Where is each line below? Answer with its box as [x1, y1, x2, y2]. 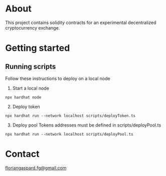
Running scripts [5, 62, 56, 70]
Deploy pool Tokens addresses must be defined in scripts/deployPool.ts [12, 122, 161, 128]
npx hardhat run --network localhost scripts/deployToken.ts [5, 113, 136, 118]
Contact [5, 148, 40, 160]
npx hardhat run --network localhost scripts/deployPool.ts [5, 131, 134, 136]
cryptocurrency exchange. [5, 24, 60, 30]
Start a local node [12, 85, 49, 91]
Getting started [5, 42, 70, 54]
